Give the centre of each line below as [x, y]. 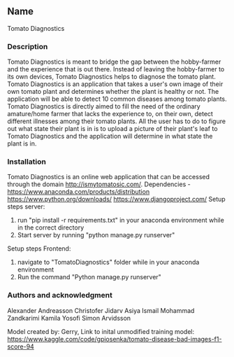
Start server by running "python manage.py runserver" [96, 235]
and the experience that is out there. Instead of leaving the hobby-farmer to [116, 69]
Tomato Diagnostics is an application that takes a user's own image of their [115, 84]
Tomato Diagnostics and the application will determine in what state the [110, 136]
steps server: [26, 206]
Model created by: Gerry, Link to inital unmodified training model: [101, 331]
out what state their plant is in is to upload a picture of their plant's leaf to [112, 129]
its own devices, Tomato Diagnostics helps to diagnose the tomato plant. [112, 77]
